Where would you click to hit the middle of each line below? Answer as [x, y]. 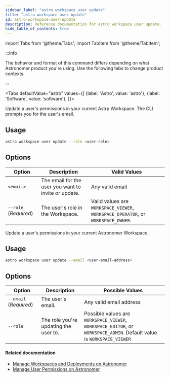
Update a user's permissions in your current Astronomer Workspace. [77, 233]
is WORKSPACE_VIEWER [108, 339]
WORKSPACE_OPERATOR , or [118, 214]
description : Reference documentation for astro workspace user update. [83, 24]
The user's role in [62, 208]
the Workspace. [60, 214]
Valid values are [110, 201]
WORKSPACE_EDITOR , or [109, 326]
